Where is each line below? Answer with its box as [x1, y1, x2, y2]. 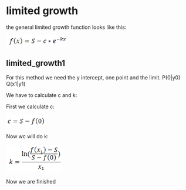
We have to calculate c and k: [6, 91, 77, 98]
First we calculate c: [6, 103, 55, 110]
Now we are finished [6, 178, 56, 185]
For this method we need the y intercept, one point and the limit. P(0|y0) [6, 74, 181, 81]
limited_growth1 [6, 58, 66, 68]
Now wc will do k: [6, 132, 49, 139]
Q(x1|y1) [6, 80, 26, 87]
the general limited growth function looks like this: [6, 24, 127, 31]
